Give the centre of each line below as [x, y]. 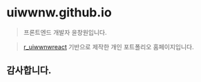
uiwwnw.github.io [59, 13]
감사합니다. [29, 71]
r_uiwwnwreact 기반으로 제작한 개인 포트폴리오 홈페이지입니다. [108, 46]
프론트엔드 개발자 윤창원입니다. [65, 32]
